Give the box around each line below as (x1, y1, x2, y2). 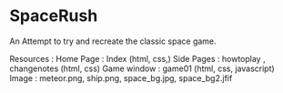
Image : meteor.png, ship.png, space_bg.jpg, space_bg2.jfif (9, 72, 233, 83)
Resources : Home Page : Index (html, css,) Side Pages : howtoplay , (9, 53, 266, 64)
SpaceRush (9, 5, 98, 26)
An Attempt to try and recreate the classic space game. (9, 36, 217, 46)
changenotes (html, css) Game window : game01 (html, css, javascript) (9, 63, 275, 74)
